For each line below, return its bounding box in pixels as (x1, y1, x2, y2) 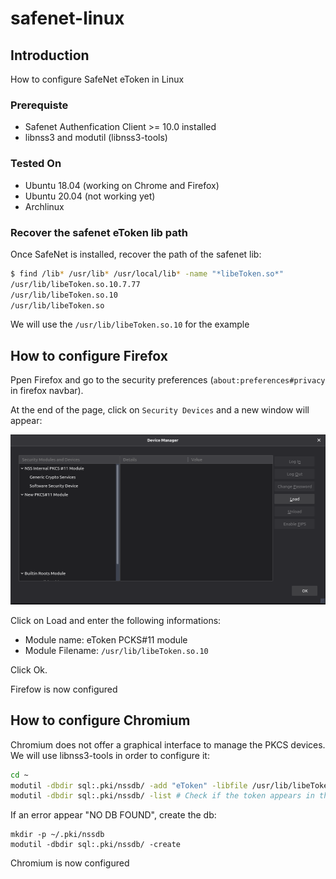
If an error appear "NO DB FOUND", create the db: (10, 809, 217, 821)
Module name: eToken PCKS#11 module (24, 633, 188, 646)
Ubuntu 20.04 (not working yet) (24, 190, 156, 202)
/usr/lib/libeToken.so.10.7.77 (10, 279, 141, 289)
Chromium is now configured (10, 857, 130, 869)
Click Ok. (10, 663, 48, 676)
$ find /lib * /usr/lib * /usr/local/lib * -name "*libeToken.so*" (10, 268, 284, 279)
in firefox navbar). (10, 385, 84, 397)
